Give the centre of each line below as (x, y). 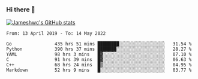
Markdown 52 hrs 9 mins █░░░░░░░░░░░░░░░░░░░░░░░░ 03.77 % (99, 70)
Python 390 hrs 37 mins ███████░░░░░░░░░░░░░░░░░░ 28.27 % (99, 49)
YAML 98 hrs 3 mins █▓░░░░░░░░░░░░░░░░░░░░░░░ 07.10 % (99, 54)
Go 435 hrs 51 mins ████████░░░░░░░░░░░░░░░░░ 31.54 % (99, 44)
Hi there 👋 (21, 10)
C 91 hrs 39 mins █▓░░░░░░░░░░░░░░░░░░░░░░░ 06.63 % (99, 60)
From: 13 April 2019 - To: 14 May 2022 (56, 34)
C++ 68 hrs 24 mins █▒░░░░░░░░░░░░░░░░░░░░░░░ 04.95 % (99, 65)
